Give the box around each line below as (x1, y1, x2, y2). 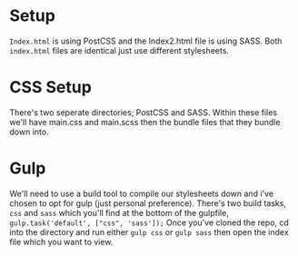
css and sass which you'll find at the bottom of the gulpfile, (9, 207, 229, 218)
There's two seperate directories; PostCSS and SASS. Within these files (9, 106, 278, 118)
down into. (9, 126, 49, 137)
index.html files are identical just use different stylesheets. (9, 44, 230, 55)
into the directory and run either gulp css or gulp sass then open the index (9, 226, 289, 237)
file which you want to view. (9, 236, 114, 247)
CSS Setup (9, 77, 93, 98)
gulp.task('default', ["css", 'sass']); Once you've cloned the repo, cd (9, 217, 289, 228)
